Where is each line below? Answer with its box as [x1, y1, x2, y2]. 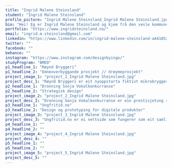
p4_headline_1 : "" [5, 121, 45, 127]
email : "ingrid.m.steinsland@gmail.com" [5, 31, 93, 36]
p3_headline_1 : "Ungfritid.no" [5, 103, 72, 108]
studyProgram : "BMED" [5, 60, 52, 65]
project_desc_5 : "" [5, 155, 47, 160]
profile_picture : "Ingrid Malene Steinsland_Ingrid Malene [5, 17, 134, 22]
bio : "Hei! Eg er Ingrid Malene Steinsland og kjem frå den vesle [5, 22, 150, 27]
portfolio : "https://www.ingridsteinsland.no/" [5, 27, 109, 32]
